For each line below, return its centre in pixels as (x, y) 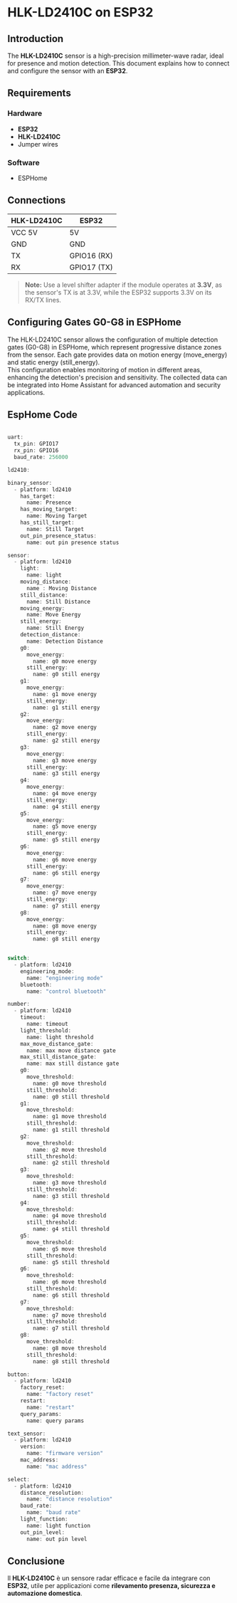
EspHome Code (43, 415)
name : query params (55, 1421)
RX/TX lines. (43, 300)
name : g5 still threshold (72, 1262)
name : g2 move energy (65, 727)
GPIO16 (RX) (91, 256)
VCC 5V (24, 232)
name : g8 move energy (65, 926)
